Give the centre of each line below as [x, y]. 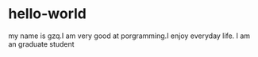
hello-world [48, 14]
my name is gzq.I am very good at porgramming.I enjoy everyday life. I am [129, 36]
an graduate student [41, 44]
